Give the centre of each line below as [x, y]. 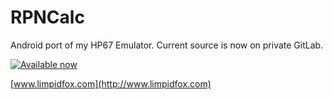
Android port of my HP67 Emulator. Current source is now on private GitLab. [167, 45]
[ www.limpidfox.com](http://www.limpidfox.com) [111, 83]
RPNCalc [47, 17]
